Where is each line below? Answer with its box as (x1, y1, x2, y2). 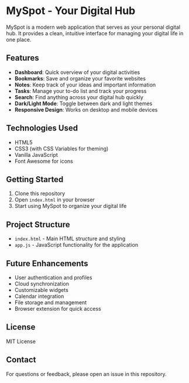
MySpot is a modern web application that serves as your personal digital (6, 23, 181, 31)
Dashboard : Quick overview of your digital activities (14, 69, 140, 76)
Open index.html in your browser (14, 196, 95, 203)
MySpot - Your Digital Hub (6, 4, 136, 18)
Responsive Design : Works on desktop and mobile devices (14, 106, 158, 113)
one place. (6, 36, 32, 43)
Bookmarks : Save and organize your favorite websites (14, 75, 146, 82)
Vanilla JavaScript (14, 151, 59, 158)
